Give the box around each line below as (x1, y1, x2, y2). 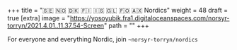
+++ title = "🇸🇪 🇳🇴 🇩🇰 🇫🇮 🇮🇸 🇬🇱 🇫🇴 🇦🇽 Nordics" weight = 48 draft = (7, 6, 229, 14)
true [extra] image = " (7, 14, 71, 22)
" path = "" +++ (103, 21, 150, 30)
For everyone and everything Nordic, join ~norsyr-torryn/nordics (7, 35, 198, 43)
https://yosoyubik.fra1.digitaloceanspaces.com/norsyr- (69, 14, 230, 22)
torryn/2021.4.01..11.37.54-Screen (7, 21, 105, 30)
